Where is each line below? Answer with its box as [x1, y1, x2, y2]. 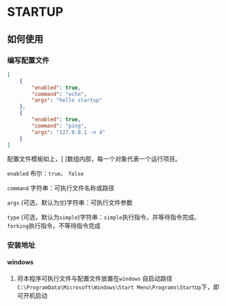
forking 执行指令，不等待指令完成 [7, 222, 101, 230]
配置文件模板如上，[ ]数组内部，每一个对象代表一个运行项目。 [7, 155, 181, 163]
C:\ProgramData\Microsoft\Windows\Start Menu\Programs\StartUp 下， [16, 283, 214, 291]
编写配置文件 [7, 56, 50, 65]
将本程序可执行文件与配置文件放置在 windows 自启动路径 [16, 274, 173, 282]
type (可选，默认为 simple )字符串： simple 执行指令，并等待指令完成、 [7, 213, 201, 222]
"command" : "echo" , [32, 91, 88, 97]
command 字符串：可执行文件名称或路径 [7, 184, 115, 192]
